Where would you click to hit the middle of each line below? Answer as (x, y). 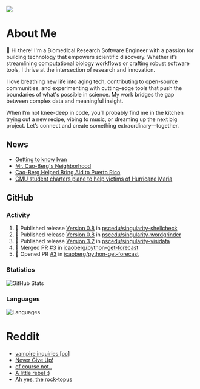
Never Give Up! (34, 360)
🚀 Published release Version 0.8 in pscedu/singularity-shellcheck (96, 229)
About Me (32, 34)
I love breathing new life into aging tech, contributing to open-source (92, 81)
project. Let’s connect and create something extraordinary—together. (93, 125)
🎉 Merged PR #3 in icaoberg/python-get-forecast (77, 248)
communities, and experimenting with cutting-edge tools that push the (94, 88)
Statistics (21, 270)
